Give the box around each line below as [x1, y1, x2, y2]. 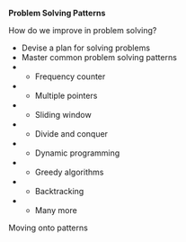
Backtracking [34, 186, 84, 196]
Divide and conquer [34, 129, 109, 139]
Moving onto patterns [8, 222, 89, 233]
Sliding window [34, 110, 92, 120]
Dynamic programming [34, 148, 120, 158]
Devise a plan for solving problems [21, 42, 150, 53]
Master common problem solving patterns [21, 52, 177, 62]
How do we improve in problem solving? [8, 25, 157, 35]
